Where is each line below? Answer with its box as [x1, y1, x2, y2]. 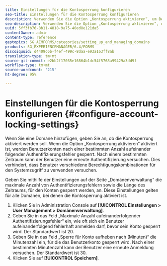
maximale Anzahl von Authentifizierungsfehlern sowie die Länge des [5, 182, 146, 188]
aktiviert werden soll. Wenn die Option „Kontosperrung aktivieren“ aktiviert [5, 140, 158, 147]
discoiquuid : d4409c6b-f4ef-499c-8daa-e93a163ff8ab [5, 49, 114, 54]
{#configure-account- [64, 108, 159, 120]
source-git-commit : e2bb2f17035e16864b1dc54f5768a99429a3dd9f [5, 58, 137, 63]
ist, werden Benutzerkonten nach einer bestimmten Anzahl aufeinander [5, 146, 151, 152]
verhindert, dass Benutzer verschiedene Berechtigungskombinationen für [5, 162, 156, 168]
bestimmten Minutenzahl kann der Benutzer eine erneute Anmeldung [12, 244, 154, 250]
